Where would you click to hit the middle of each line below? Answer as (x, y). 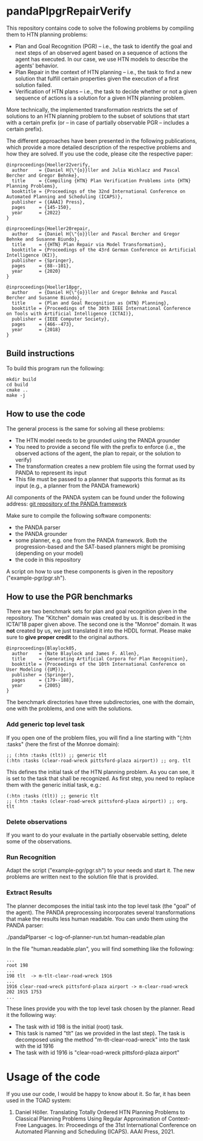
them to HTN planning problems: (47, 34)
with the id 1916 (35, 1046)
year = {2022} (36, 213)
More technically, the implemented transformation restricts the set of (92, 109)
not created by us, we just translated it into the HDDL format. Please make (99, 631)
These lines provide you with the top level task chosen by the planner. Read (101, 1008)
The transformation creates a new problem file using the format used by (105, 466)
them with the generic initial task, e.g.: (54, 784)
